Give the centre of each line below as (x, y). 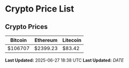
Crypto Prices (26, 27)
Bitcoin (19, 40)
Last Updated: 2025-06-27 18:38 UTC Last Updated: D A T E (64, 60)
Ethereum (46, 40)
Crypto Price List (40, 9)
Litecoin (72, 40)
